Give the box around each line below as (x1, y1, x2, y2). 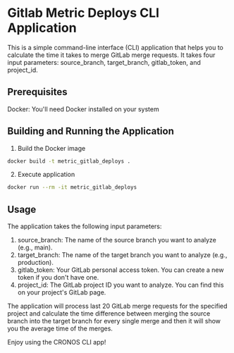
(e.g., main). (17, 243, 53, 252)
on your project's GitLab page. (17, 288, 106, 297)
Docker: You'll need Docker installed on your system (7, 104, 160, 113)
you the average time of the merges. (7, 324, 113, 333)
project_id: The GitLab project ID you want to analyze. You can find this (17, 280, 224, 290)
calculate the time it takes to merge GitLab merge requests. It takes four (7, 51, 216, 59)
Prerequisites (7, 86, 68, 98)
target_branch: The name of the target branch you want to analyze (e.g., (17, 251, 228, 259)
